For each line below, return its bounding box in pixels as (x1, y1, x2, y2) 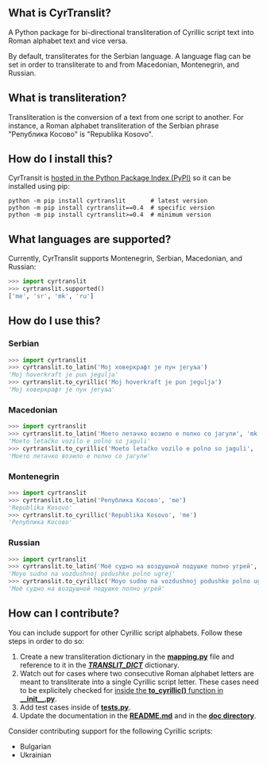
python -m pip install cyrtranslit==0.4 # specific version (8, 204, 215, 212)
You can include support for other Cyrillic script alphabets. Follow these (8, 628, 243, 637)
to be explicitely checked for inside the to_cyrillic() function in (19, 685, 224, 694)
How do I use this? (8, 314, 101, 328)
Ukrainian (19, 750, 52, 760)
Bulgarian (19, 741, 52, 751)
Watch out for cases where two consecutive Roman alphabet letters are (19, 668, 254, 678)
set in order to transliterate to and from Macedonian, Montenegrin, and (8, 60, 240, 69)
